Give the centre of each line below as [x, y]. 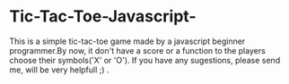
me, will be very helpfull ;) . [59, 70]
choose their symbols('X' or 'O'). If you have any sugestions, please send [145, 60]
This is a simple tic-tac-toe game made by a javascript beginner [127, 41]
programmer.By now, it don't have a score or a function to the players [138, 50]
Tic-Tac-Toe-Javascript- [103, 17]
